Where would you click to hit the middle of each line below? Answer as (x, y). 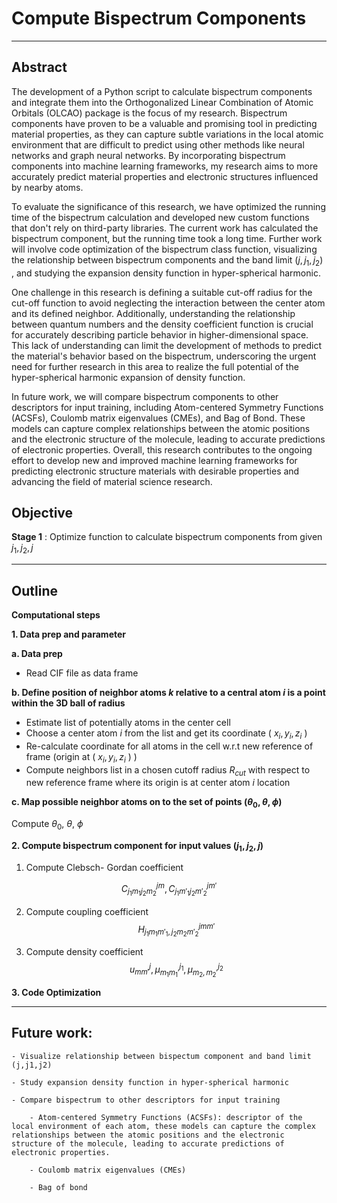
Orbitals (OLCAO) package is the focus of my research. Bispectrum (149, 113)
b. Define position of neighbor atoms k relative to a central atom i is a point (168, 692)
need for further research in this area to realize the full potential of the (155, 366)
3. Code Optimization (56, 993)
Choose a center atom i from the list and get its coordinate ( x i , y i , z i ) (166, 734)
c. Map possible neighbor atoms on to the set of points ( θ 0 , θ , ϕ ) (147, 803)
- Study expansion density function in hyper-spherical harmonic (150, 1082)
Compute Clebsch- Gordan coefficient (104, 867)
